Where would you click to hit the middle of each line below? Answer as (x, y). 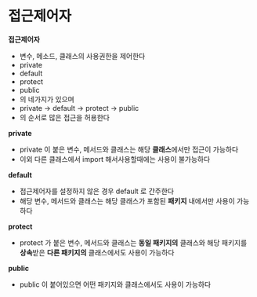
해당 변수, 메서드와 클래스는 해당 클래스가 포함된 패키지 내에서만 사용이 (127, 200)
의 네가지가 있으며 (47, 99)
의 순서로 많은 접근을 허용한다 (64, 117)
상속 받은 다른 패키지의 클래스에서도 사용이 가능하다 (97, 252)
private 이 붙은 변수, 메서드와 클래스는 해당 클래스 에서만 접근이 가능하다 (129, 149)
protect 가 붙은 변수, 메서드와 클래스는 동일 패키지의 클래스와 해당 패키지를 (133, 242)
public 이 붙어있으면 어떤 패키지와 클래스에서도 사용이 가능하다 (115, 284)
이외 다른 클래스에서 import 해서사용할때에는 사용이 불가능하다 (115, 159)
